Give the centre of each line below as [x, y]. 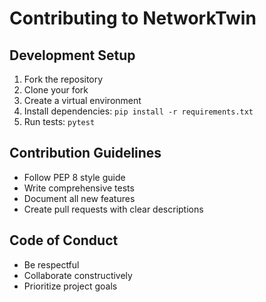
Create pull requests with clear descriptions [113, 209]
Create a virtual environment [82, 100]
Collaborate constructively [78, 275]
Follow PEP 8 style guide [74, 177]
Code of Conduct [64, 240]
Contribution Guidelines [85, 153]
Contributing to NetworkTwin [133, 18]
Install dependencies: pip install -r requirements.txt [138, 111]
